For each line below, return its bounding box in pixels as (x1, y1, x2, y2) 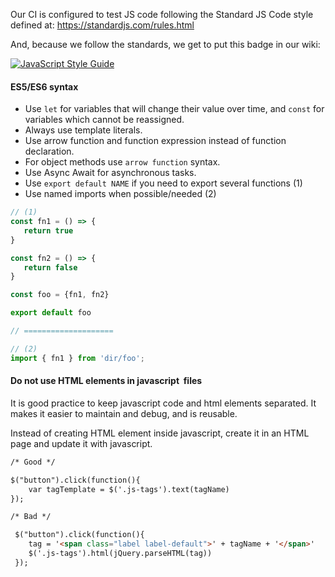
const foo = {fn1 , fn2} (10, 290, 110, 300)
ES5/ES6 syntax (10, 80, 79, 93)
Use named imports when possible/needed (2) (24, 188, 217, 200)
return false (23, 262, 78, 273)
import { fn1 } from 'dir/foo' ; (10, 353, 145, 363)
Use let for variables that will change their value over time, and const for (24, 103, 325, 115)
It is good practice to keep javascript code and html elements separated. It (10, 397, 317, 409)
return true (23, 225, 74, 236)
